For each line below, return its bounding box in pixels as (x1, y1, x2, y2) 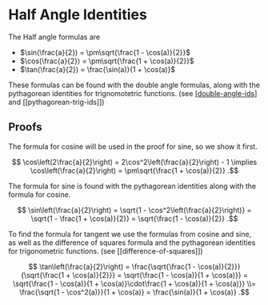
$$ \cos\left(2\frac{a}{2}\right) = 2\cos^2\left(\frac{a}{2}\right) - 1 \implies (11, 157, 258, 167)
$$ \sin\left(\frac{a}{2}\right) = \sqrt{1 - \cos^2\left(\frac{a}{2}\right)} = (17, 205, 252, 215)
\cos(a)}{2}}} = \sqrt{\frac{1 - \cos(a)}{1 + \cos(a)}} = (72, 270, 248, 279)
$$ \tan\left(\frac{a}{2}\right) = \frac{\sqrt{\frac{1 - (28, 262, 196, 271)
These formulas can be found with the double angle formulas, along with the (8, 80, 260, 90)
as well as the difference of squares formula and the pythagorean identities (8, 238, 256, 247)
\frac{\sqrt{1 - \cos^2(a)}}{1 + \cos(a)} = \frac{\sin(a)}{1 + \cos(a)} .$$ (18, 287, 250, 297)
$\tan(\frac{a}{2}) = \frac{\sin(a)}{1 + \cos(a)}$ (19, 64, 176, 74)
